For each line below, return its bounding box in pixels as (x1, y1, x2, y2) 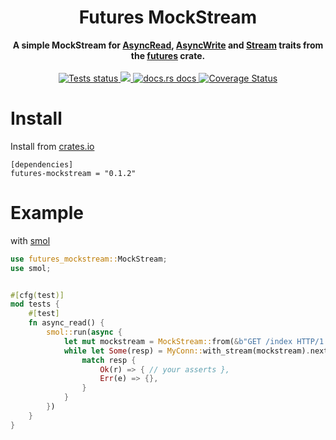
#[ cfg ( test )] (10, 290, 65, 300)
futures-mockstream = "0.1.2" (10, 168, 137, 178)
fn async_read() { (28, 318, 105, 328)
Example (10, 202, 84, 225)
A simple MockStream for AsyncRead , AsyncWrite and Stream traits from (12, 39, 324, 51)
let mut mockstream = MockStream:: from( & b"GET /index (63, 336, 293, 346)
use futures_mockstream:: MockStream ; (10, 254, 168, 264)
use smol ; (10, 263, 52, 273)
